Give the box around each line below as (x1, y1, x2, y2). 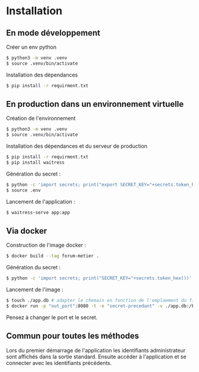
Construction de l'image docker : (6, 241, 86, 249)
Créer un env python (6, 43, 57, 50)
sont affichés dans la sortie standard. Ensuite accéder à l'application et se (6, 353, 187, 360)
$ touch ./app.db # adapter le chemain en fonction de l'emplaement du (6, 298, 187, 304)
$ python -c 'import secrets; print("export (6, 182, 118, 187)
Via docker (6, 225, 47, 236)
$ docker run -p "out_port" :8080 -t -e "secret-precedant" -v (6, 303, 163, 309)
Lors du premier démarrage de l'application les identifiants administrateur (6, 346, 186, 354)
